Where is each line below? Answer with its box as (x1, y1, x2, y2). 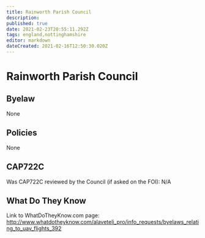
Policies (6, 128, 38, 138)
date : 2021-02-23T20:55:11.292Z (6, 26, 89, 32)
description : (6, 15, 40, 21)
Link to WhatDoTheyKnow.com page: (6, 212, 100, 219)
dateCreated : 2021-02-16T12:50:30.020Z (6, 43, 108, 50)
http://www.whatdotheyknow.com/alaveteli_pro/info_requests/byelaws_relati (6, 218, 199, 226)
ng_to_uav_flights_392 (6, 225, 62, 232)
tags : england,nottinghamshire (6, 32, 86, 38)
